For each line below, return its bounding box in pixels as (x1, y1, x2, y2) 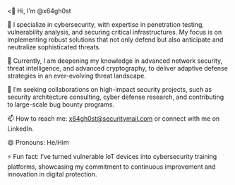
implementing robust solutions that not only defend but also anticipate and (7, 35, 224, 44)
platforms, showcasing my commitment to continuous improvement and (7, 162, 216, 171)
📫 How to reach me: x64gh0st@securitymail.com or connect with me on (7, 114, 220, 123)
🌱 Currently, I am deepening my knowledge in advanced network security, (7, 56, 223, 65)
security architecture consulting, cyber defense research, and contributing (7, 92, 224, 101)
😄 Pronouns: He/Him (7, 138, 69, 146)
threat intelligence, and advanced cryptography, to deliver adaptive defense (7, 64, 228, 72)
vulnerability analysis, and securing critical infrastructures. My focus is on (7, 28, 222, 36)
